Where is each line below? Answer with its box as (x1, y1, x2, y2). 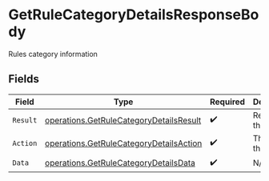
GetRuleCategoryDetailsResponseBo (8, 6, 259, 24)
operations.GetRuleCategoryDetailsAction (45, 138, 203, 149)
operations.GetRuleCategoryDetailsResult (45, 115, 202, 126)
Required (209, 96, 246, 107)
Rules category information (8, 49, 98, 58)
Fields (8, 72, 40, 86)
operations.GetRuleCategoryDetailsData (45, 158, 196, 169)
